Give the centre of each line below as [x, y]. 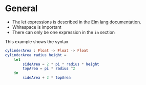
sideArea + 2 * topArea [47, 78]
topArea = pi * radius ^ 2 [49, 68]
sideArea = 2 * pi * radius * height [61, 64]
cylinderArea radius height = [36, 55]
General [21, 8]
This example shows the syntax [37, 41]
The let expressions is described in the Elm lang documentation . [77, 22]
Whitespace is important [37, 27]
